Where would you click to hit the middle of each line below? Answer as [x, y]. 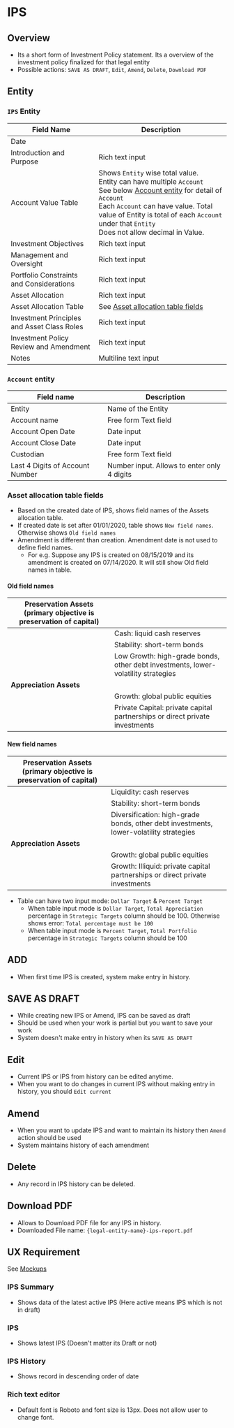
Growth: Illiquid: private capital [161, 866]
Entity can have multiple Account [151, 181]
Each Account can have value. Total [156, 205]
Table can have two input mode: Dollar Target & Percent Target [110, 901]
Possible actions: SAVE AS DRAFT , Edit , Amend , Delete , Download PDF [112, 70]
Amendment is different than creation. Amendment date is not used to [117, 540]
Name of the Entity [138, 408]
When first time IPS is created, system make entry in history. [104, 976]
